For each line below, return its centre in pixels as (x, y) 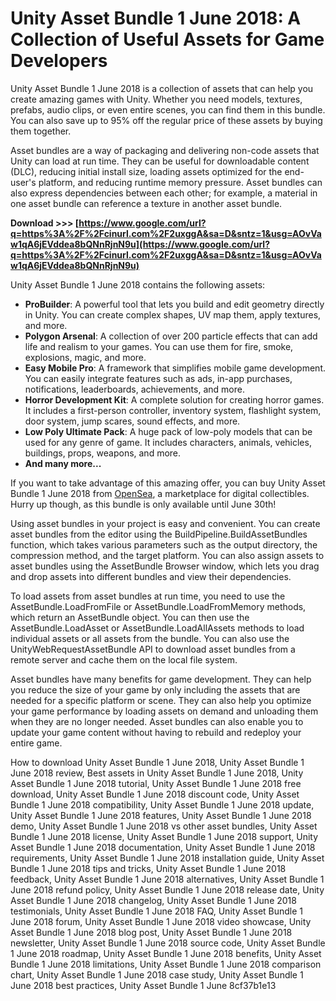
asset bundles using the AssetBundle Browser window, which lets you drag (165, 566)
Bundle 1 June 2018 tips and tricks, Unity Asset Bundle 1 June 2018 (148, 868)
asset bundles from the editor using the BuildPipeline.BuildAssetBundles (159, 534)
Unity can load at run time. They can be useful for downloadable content (160, 161)
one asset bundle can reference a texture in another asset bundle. (146, 203)
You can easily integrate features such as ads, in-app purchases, (158, 378)
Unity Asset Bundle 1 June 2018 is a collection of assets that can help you (162, 88)
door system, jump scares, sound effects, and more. (132, 421)
